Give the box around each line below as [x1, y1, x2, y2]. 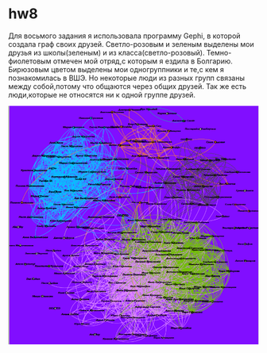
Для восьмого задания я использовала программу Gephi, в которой [8, 31, 241, 40]
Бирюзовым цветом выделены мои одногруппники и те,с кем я [8, 64, 225, 74]
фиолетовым [8, 56, 52, 66]
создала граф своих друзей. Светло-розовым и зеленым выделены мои [8, 39, 254, 48]
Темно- [206, 48, 232, 57]
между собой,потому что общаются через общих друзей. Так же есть [8, 81, 247, 91]
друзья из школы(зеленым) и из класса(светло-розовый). [8, 48, 205, 57]
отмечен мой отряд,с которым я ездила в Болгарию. [52, 56, 233, 66]
